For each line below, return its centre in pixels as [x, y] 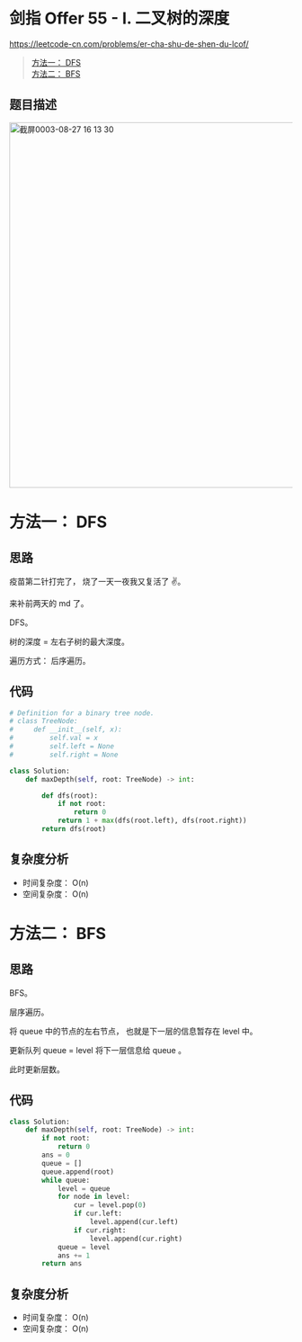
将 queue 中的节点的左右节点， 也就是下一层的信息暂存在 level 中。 [133, 1031]
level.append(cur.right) [136, 1239]
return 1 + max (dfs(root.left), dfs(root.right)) [152, 821]
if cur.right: [100, 1230]
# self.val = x [54, 738]
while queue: [66, 1180]
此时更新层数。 [37, 1069]
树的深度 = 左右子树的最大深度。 [70, 641]
